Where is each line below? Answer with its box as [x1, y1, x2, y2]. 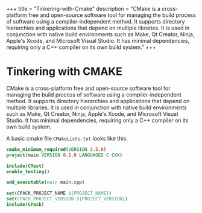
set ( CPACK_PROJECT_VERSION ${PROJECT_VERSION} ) [6, 196, 128, 202]
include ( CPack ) [6, 202, 45, 208]
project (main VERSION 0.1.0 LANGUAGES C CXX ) [6, 152, 122, 158]
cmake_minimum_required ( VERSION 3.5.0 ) [6, 146, 107, 153]
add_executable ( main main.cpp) [6, 179, 85, 186]
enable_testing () [6, 168, 50, 174]
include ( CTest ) [6, 163, 45, 169]
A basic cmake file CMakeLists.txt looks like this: [6, 135, 128, 142]
